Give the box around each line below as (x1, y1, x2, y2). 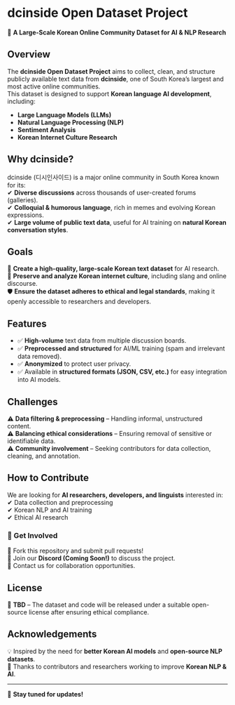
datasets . (7, 654, 36, 663)
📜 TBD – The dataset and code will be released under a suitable (7, 600, 190, 609)
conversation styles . (7, 225, 69, 234)
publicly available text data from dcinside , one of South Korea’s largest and (7, 74, 224, 83)
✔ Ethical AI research (7, 513, 69, 521)
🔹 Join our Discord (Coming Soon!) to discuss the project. (7, 554, 176, 562)
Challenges (7, 395, 58, 408)
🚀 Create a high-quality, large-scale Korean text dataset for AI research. (7, 265, 220, 273)
